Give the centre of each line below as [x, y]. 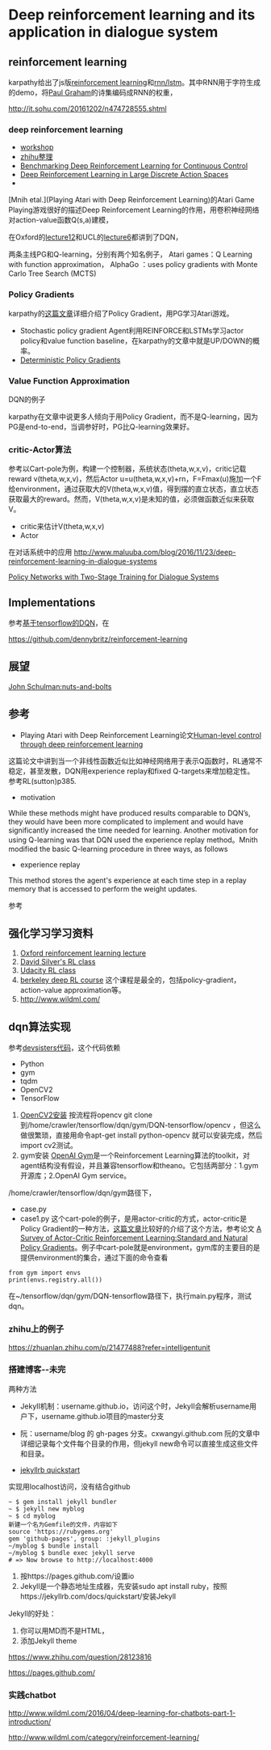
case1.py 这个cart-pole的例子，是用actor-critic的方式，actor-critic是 [133, 1218]
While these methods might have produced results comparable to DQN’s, [130, 813]
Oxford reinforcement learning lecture [83, 953]
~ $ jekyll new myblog [46, 1509]
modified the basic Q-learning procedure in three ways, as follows [118, 849]
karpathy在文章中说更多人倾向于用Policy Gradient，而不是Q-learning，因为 [133, 416]
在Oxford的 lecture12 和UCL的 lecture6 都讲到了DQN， [96, 237]
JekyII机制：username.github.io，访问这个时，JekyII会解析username [135, 1406]
